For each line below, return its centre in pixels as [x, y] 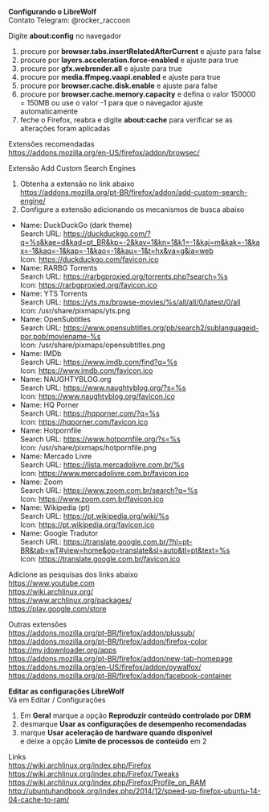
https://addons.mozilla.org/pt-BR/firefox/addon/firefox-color [108, 641]
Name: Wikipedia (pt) [55, 507]
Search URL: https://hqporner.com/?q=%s [90, 413]
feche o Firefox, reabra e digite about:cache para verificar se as [126, 120]
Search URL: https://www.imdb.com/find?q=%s [99, 362]
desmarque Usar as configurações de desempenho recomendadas [133, 724]
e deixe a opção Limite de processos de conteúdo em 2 [113, 741]
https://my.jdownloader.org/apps [63, 650]
